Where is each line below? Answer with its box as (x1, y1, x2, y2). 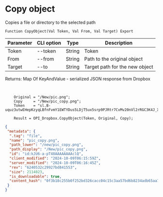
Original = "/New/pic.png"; (14, 95, 70, 99)
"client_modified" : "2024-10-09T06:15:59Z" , (9, 156, 101, 161)
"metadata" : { (7, 129, 36, 134)
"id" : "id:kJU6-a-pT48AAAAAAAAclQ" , (9, 151, 83, 156)
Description (105, 39, 133, 46)
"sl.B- (37, 103, 51, 108)
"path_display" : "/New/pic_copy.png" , (9, 147, 88, 152)
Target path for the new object (84, 63, 154, 70)
